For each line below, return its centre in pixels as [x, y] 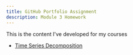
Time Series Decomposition [49, 46]
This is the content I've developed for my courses [67, 34]
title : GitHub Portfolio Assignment [51, 12]
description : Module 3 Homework [46, 17]
